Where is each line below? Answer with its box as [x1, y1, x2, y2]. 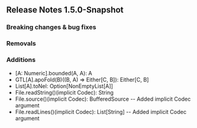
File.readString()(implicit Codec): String [15, 89, 114, 96]
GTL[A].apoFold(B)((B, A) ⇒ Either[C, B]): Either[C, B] [15, 76, 149, 83]
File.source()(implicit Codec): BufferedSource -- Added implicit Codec [15, 95, 191, 103]
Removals [6, 39, 36, 48]
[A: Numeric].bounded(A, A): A [15, 69, 92, 76]
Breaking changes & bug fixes [6, 23, 97, 32]
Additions [6, 56, 36, 64]
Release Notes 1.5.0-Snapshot [6, 5, 124, 15]
